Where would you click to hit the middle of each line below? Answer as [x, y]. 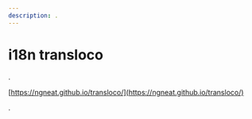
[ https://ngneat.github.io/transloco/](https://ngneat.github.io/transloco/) [126, 92]
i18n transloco [56, 54]
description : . [33, 15]
